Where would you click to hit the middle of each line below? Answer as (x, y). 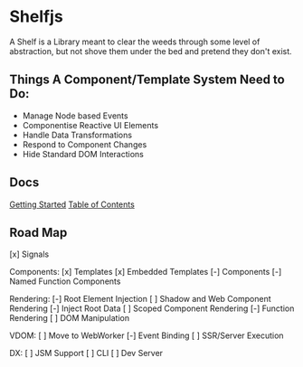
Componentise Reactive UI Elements (90, 125)
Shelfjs (36, 17)
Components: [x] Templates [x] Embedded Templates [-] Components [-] (146, 272)
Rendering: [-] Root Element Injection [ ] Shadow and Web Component (140, 299)
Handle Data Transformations (77, 135)
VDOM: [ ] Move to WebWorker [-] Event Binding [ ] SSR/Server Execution (147, 335)
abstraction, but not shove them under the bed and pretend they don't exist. (151, 51)
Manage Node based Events (75, 116)
